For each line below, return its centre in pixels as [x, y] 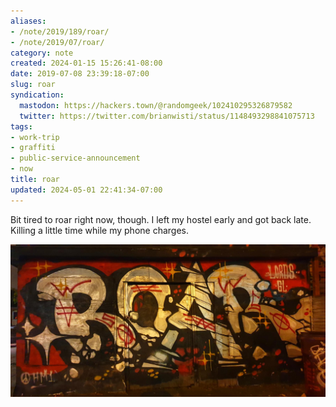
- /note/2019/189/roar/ [60, 31]
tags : [21, 126]
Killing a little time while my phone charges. [99, 230]
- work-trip [35, 137]
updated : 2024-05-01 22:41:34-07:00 [86, 190]
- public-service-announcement [75, 158]
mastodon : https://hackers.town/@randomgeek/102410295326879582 [156, 105]
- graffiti [33, 148]
